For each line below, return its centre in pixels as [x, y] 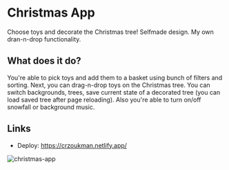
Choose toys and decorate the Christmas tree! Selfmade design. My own [110, 32]
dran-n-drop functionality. [44, 39]
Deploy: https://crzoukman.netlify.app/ [72, 145]
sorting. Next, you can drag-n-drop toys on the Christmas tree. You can [109, 85]
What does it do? [44, 61]
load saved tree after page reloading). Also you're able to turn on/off [104, 100]
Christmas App [51, 13]
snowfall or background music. [51, 107]
